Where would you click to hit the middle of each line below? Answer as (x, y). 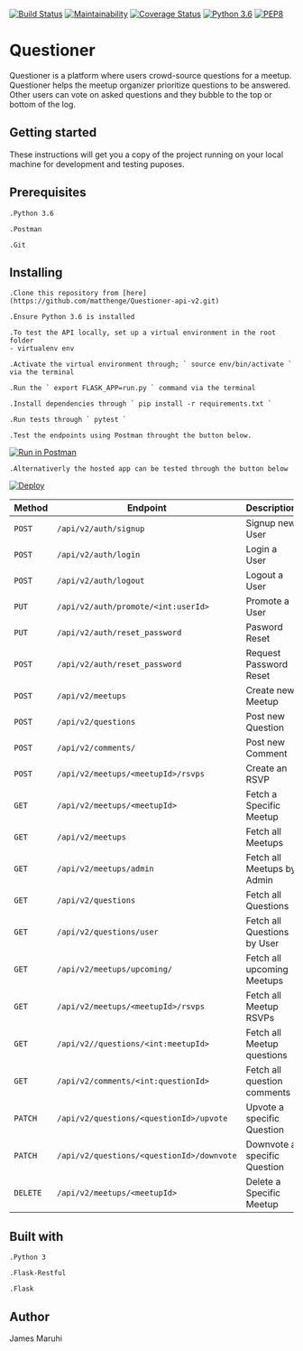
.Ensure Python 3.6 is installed (72, 317)
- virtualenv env (42, 349)
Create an (266, 768)
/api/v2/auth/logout (101, 581)
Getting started (53, 132)
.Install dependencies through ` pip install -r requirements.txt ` (141, 404)
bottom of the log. (43, 104)
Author (29, 1316)
